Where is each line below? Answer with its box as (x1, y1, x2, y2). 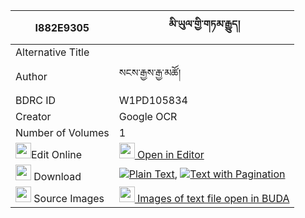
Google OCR (118, 110, 178, 123)
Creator (15, 110, 52, 123)
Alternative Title (15, 45, 90, 59)
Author (15, 69, 48, 83)
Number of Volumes (15, 126, 110, 139)
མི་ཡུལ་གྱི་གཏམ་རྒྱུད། (168, 17, 240, 31)
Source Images (33, 192, 105, 205)
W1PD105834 (118, 94, 188, 107)
